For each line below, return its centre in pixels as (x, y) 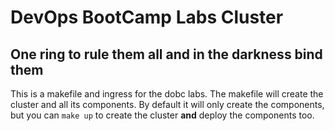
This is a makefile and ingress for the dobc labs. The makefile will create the (167, 94)
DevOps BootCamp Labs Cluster (147, 17)
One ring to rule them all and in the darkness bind (166, 54)
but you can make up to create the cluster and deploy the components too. (162, 115)
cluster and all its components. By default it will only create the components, (167, 104)
